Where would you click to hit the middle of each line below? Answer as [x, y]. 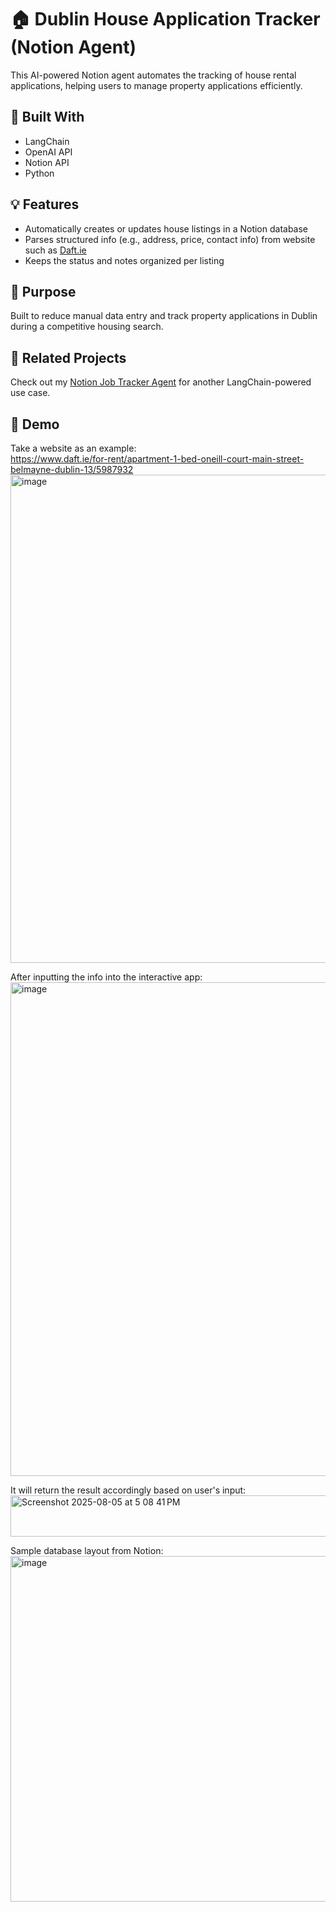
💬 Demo [35, 424]
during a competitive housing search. [87, 327]
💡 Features [45, 204]
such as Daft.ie [55, 250]
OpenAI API [48, 152]
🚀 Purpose [43, 291]
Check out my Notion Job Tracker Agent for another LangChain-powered [161, 382]
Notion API [47, 162]
